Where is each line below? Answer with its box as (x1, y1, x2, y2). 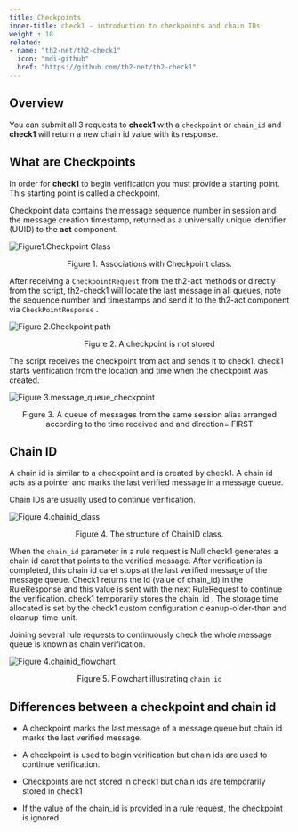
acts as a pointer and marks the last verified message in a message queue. (9, 477, 284, 488)
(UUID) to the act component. (9, 223, 118, 234)
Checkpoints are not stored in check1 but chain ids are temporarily (21, 776, 266, 788)
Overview (9, 95, 65, 111)
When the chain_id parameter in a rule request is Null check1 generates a (9, 546, 278, 557)
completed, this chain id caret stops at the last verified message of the (9, 565, 268, 576)
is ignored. (21, 812, 61, 823)
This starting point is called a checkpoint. (9, 188, 160, 198)
